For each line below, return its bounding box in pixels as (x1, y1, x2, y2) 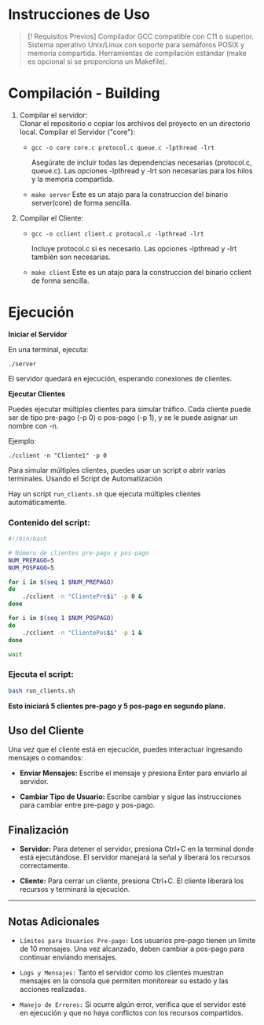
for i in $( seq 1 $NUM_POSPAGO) (8, 615, 114, 622)
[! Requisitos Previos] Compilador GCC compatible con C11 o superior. (27, 32, 254, 41)
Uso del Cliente (8, 724, 84, 737)
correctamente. (19, 861, 70, 871)
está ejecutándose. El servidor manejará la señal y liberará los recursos (19, 852, 251, 862)
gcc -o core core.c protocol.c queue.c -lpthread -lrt (31, 143, 214, 151)
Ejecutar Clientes (8, 388, 66, 399)
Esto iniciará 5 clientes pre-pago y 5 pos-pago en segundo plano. (8, 701, 226, 711)
